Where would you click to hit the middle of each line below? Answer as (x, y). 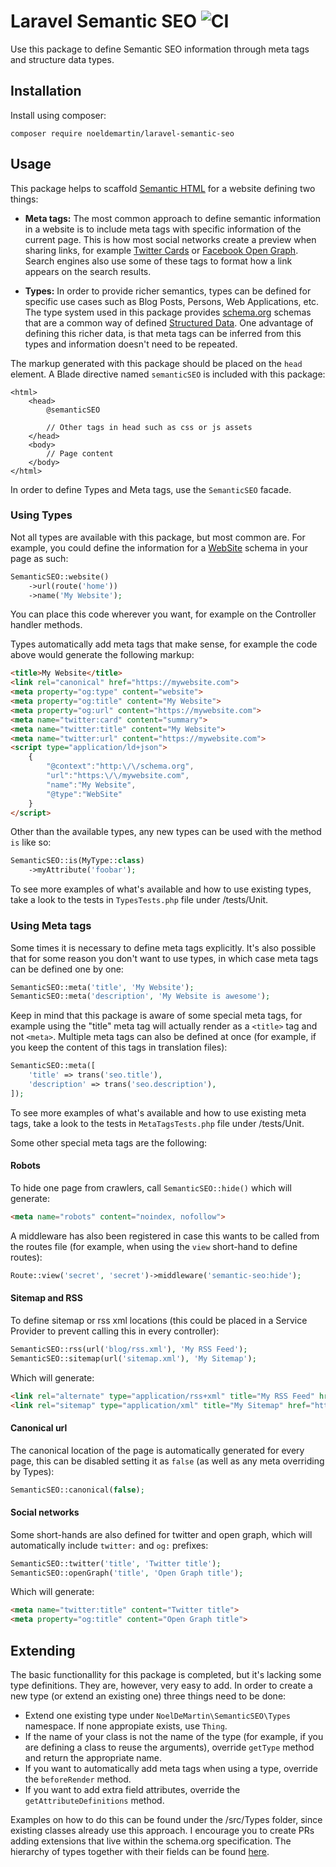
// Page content (80, 453)
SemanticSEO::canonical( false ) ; (77, 1490)
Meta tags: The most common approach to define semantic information (172, 218)
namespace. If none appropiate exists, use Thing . (126, 1726)
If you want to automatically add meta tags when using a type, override (171, 1769)
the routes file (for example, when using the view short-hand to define (154, 1246)
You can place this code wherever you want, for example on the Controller (163, 614)
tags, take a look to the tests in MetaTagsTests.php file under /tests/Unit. (157, 1123)
